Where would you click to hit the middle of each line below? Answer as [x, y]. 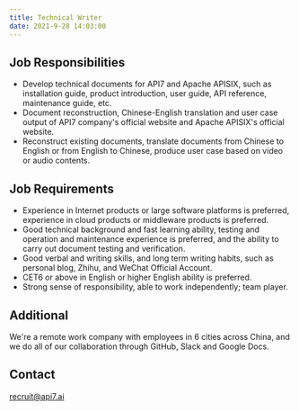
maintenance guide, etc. [67, 103]
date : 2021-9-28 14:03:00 [57, 26]
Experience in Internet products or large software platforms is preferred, [156, 210]
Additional [39, 315]
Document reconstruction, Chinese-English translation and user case [150, 112]
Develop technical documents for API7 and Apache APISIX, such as [147, 84]
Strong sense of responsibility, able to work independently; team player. [155, 287]
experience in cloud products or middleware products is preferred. [145, 220]
